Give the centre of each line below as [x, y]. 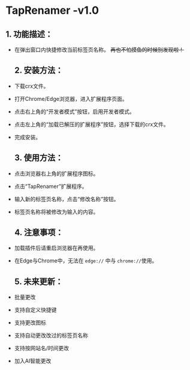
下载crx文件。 [31, 86]
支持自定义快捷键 [35, 310]
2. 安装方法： [39, 71]
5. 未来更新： [39, 281]
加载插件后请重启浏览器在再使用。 [56, 248]
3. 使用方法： [39, 158]
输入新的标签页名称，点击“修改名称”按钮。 [67, 199]
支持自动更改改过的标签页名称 [51, 335]
